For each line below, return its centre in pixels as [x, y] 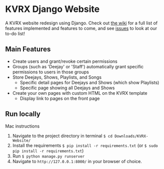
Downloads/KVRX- [131, 136]
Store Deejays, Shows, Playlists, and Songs [57, 77]
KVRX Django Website [52, 9]
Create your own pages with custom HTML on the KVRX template [80, 93]
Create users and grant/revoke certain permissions [65, 61]
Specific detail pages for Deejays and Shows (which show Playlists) [89, 82]
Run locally [23, 114]
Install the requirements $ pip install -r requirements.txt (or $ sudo [85, 145]
